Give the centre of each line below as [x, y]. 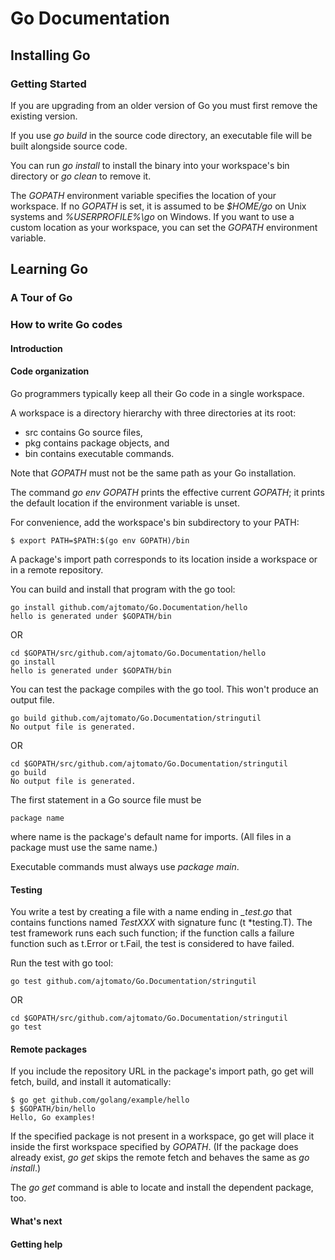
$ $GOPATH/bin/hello [53, 1109]
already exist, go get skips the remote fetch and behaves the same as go [160, 1158]
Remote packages [48, 1049]
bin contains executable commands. [99, 453]
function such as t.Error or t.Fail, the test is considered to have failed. [152, 944]
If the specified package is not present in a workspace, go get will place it [162, 1136]
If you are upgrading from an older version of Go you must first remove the [164, 105]
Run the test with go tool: [62, 963]
